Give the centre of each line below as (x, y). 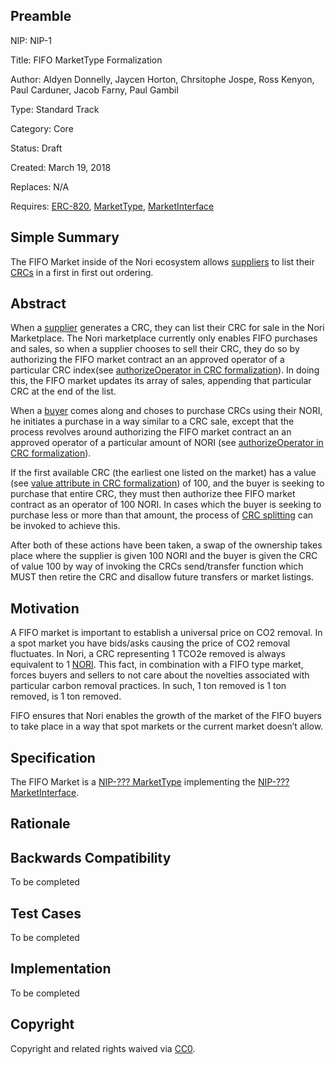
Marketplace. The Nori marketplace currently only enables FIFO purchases (164, 338)
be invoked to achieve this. (65, 526)
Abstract (38, 304)
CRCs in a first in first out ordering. (82, 272)
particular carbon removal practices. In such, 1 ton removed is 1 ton (148, 686)
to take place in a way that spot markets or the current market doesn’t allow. (167, 726)
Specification (53, 757)
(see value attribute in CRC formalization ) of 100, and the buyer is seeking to (167, 483)
